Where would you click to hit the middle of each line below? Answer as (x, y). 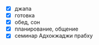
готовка (25, 16)
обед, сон (27, 22)
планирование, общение (46, 29)
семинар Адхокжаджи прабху (54, 36)
